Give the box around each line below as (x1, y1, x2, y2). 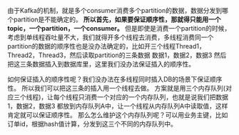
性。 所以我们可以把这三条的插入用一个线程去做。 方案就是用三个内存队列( (7, 84, 226, 92)
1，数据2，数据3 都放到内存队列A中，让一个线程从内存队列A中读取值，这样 (7, 102, 228, 110)
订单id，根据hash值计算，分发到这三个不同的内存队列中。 (7, 120, 177, 128)
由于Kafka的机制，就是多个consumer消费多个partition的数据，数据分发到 (7, 6, 223, 14)
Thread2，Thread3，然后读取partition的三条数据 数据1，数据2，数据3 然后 (7, 51, 227, 59)
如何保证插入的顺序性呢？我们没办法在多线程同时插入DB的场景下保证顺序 (7, 75, 223, 84)
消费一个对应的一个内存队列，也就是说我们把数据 (84, 93, 229, 101)
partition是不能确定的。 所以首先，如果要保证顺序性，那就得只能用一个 (13, 15, 221, 24)
